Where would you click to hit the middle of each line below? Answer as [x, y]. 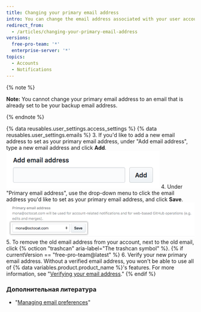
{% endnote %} [25, 117]
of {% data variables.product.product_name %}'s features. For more [90, 267]
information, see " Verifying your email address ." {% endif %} [81, 274]
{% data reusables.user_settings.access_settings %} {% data [82, 128]
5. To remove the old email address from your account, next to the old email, [100, 242]
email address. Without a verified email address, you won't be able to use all [100, 261]
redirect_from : [25, 25]
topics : [16, 57]
